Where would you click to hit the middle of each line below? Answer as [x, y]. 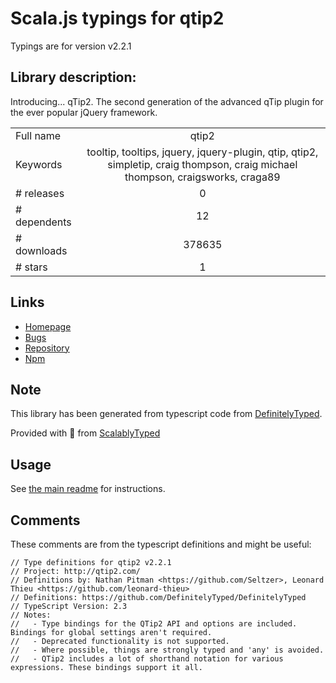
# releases [40, 193]
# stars [31, 267]
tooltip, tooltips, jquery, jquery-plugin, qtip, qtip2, [202, 152]
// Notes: [31, 615]
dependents [43, 222]
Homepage [48, 326]
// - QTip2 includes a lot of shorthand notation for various [147, 659]
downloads [41, 250]
